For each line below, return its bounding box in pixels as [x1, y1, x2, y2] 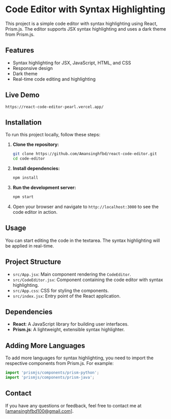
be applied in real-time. [5, 242, 55, 249]
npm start [12, 194, 34, 200]
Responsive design [12, 65, 53, 71]
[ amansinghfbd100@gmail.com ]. [5, 408, 74, 414]
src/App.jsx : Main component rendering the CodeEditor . [12, 271, 131, 277]
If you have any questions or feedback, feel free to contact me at [5, 402, 142, 409]
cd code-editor [12, 156, 45, 161]
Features [5, 46, 34, 55]
